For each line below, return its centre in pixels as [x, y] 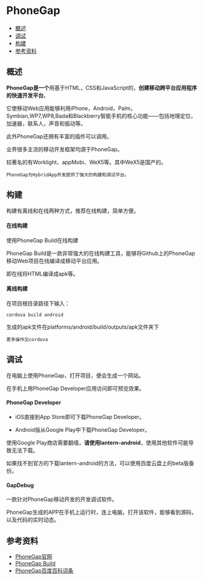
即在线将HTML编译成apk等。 [42, 273]
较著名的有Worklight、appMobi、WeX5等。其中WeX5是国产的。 [86, 162]
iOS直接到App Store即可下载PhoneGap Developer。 [80, 417]
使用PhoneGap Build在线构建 [42, 240]
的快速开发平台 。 [28, 95]
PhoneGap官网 [34, 557]
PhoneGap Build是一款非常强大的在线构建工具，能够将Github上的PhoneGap [101, 253]
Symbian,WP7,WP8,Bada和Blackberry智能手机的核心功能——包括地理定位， [101, 115]
